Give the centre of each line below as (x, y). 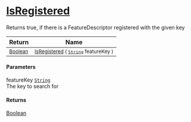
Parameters (21, 67)
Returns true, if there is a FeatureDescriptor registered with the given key (95, 27)
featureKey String (28, 80)
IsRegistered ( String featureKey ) (74, 51)
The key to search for (32, 86)
